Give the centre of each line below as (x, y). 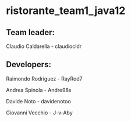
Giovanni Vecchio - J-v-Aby (39, 113)
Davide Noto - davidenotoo (38, 101)
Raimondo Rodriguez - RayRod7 (44, 79)
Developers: (29, 65)
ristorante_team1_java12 (66, 11)
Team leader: (31, 32)
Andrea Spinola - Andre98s (39, 90)
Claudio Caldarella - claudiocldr (44, 46)
